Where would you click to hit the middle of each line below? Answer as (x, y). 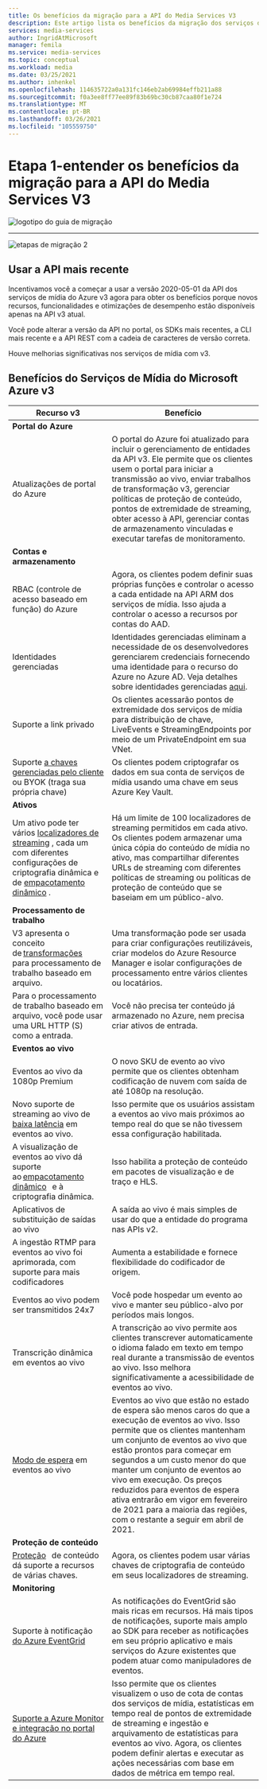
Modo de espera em (50, 1460)
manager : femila (35, 45)
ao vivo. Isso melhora (151, 1368)
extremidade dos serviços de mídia (177, 710)
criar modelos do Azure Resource (174, 953)
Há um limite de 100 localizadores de (181, 818)
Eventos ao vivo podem (56, 1300)
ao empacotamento (48, 1177)
